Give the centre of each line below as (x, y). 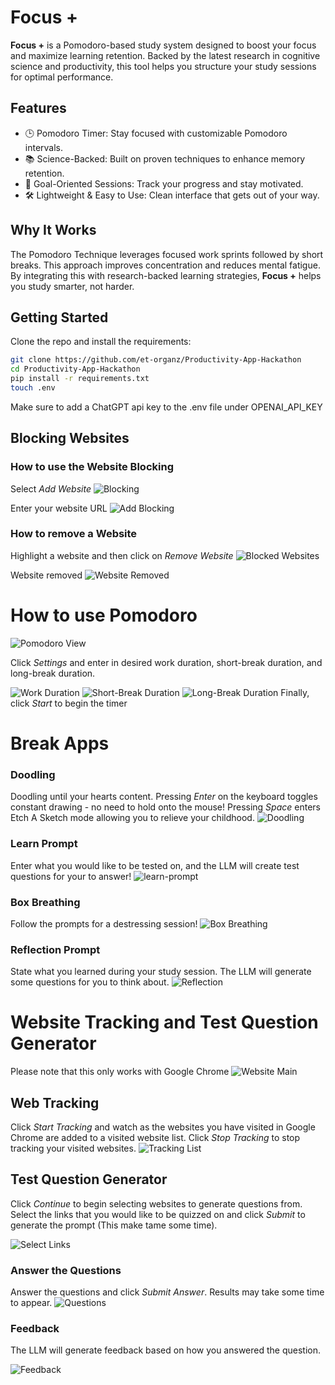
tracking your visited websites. (73, 1148)
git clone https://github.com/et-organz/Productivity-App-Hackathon (156, 360)
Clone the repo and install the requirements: (101, 342)
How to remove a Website (74, 534)
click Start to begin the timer (69, 703)
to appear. (31, 1303)
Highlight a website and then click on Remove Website (122, 555)
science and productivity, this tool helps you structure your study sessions (163, 66)
